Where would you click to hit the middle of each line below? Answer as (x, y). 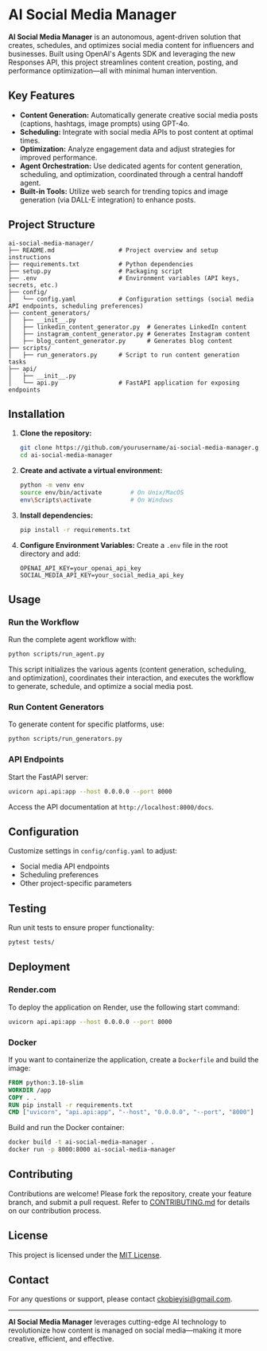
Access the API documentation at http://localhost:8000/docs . (111, 806)
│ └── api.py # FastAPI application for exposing (124, 383)
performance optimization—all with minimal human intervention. (113, 70)
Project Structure (52, 225)
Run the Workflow (44, 622)
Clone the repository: (56, 433)
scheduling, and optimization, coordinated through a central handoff (132, 174)
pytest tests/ (32, 943)
